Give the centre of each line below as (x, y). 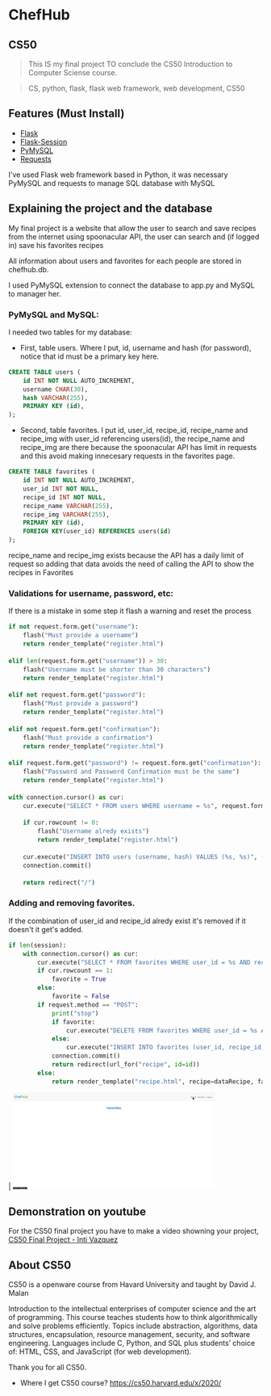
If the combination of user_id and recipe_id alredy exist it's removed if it (127, 921)
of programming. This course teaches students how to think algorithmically (133, 1318)
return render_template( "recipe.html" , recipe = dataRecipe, (152, 1081)
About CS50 (40, 1265)
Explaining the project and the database (110, 209)
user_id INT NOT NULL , (61, 489)
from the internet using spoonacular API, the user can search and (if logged (134, 237)
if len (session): (38, 945)
